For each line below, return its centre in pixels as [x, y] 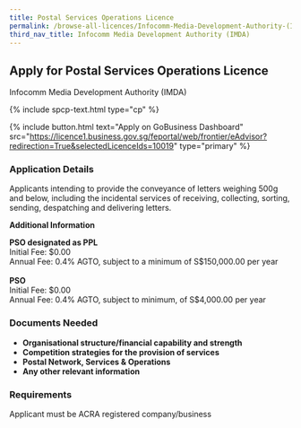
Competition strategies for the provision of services [120, 352]
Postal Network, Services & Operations [96, 362]
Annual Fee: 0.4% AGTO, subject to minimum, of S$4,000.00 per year [138, 300]
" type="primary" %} [212, 146]
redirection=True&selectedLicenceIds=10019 [92, 146]
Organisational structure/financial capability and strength [132, 343]
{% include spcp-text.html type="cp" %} [84, 109]
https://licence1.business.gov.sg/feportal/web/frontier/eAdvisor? [148, 136]
